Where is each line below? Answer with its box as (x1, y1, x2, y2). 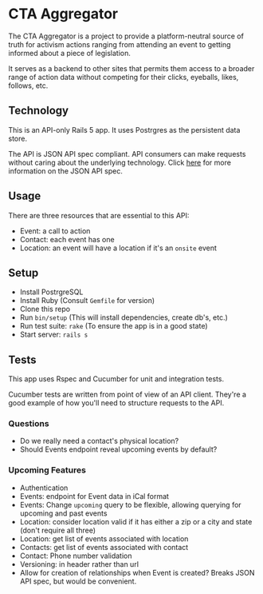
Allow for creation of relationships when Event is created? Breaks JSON (19, 568, 255, 577)
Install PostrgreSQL (19, 287, 84, 297)
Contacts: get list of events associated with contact (19, 542, 189, 552)
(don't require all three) (19, 525, 96, 535)
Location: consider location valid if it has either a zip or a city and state (19, 516, 253, 526)
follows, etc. (8, 81, 49, 90)
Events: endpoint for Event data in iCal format (19, 491, 170, 500)
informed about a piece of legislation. (8, 48, 131, 58)
